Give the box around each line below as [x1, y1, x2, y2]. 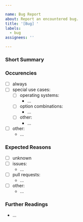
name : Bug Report [5, 12, 41, 17]
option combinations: [19, 103, 63, 109]
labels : [5, 26, 21, 31]
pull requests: [12, 172, 41, 178]
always [12, 81, 27, 87]
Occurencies [5, 69, 37, 76]
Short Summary [5, 56, 44, 63]
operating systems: [19, 92, 60, 98]
